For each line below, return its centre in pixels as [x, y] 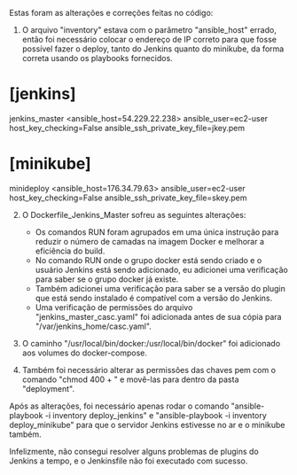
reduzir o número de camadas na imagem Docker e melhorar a [149, 241]
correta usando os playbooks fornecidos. [97, 58]
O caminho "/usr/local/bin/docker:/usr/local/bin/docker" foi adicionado [151, 343]
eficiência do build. [70, 251]
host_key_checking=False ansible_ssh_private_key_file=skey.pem [128, 198]
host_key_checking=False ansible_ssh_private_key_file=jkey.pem [127, 128]
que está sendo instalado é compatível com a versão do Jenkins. [154, 298]
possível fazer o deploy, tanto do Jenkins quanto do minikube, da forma [153, 49]
